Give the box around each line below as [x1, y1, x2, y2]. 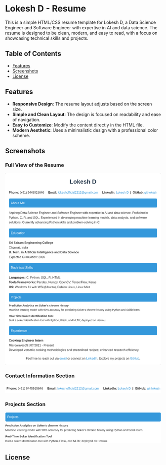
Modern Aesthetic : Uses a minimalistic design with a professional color [12, 127, 158, 133]
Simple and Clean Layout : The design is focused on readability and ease [12, 111, 161, 117]
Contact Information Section [5, 372, 75, 379]
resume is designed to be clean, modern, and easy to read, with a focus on [5, 30, 158, 36]
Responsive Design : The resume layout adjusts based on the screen [12, 101, 152, 107]
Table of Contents [5, 50, 62, 58]
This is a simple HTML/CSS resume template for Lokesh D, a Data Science [5, 19, 156, 25]
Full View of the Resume [5, 162, 64, 169]
